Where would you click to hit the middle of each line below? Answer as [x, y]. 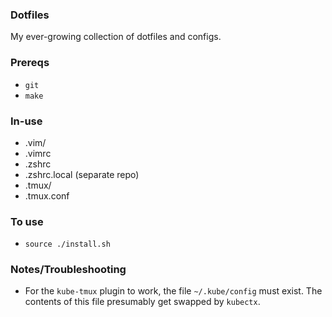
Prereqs [30, 63]
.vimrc [38, 153]
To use [27, 221]
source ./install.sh [67, 244]
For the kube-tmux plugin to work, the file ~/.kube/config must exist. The [173, 291]
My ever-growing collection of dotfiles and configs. [116, 37]
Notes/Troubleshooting [68, 270]
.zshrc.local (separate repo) [82, 174]
